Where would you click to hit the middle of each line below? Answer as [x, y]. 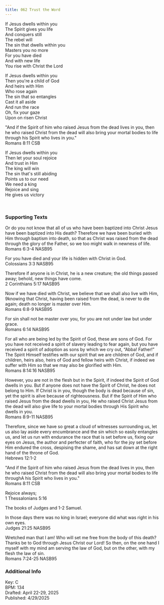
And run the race [22, 107]
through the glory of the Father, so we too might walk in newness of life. [78, 244]
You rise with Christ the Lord [34, 66]
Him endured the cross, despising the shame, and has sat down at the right [81, 447]
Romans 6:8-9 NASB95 [29, 309]
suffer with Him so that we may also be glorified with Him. [64, 365]
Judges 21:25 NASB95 [28, 528]
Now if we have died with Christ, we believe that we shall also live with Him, [82, 293]
